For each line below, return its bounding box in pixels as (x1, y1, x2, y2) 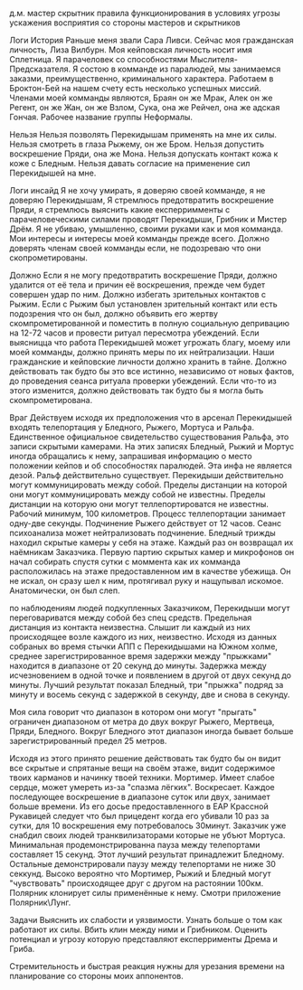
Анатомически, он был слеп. (9, 585, 120, 596)
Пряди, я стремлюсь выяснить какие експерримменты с (9, 204, 231, 215)
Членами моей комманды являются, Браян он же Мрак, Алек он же (9, 92, 273, 103)
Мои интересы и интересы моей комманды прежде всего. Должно (9, 233, 270, 243)
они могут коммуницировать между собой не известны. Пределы (9, 489, 266, 500)
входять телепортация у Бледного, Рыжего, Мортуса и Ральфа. (9, 422, 255, 432)
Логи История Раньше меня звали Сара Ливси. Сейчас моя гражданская (9, 35, 294, 45)
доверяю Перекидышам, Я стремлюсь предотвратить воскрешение (9, 194, 274, 205)
